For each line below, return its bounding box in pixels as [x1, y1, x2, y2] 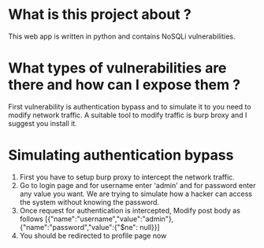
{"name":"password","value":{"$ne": [19, 222, 139, 231]
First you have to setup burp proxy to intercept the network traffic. [19, 172, 235, 182]
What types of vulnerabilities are [8, 59, 227, 77]
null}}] [139, 222, 160, 231]
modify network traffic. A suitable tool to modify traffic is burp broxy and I [8, 110, 247, 120]
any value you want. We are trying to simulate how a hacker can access [19, 189, 252, 198]
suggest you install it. [8, 118, 77, 128]
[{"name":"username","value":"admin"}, [44, 214, 174, 224]
